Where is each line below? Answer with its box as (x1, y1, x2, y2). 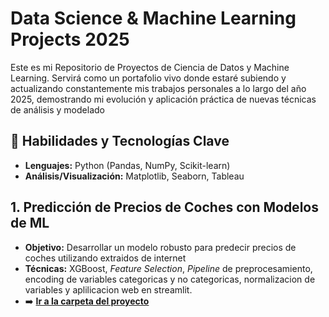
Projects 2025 (10, 28, 130, 51)
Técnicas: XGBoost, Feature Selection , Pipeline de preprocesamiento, (24, 262, 313, 274)
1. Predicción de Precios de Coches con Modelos (10, 199, 319, 216)
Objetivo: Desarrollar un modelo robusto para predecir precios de (24, 241, 297, 253)
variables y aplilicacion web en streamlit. (24, 283, 193, 296)
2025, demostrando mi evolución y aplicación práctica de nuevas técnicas (10, 93, 317, 105)
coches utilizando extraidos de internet (24, 252, 187, 264)
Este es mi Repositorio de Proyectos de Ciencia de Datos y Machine (10, 61, 290, 73)
